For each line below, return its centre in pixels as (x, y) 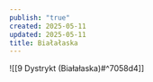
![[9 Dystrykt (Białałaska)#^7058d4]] (77, 68)
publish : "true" (40, 18)
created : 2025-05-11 (48, 26)
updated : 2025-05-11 (48, 34)
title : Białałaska (44, 43)
